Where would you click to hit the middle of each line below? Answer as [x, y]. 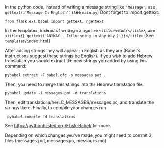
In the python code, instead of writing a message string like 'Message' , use [80, 7]
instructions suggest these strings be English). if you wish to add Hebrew [79, 56]
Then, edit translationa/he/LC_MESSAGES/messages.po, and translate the [80, 102]
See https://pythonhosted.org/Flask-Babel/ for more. [58, 126]
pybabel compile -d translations [41, 117]
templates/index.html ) [28, 41]
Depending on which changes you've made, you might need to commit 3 [78, 135]
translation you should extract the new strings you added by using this [76, 61]
